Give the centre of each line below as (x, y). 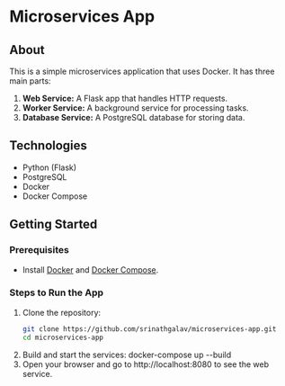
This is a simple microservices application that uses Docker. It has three (142, 71)
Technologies (49, 146)
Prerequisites (39, 250)
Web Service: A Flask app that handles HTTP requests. (125, 98)
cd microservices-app (62, 337)
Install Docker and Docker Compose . (90, 269)
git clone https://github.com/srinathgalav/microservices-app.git (149, 329)
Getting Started (53, 224)
